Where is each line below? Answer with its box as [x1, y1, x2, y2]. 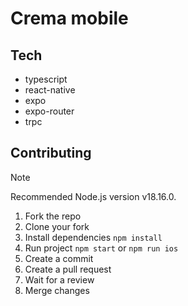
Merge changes [24, 284, 90, 296]
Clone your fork [24, 220, 90, 232]
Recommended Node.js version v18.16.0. [10, 190, 177, 202]
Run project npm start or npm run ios [24, 242, 179, 254]
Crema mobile [10, 7, 129, 30]
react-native [24, 84, 76, 96]
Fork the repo [24, 210, 82, 222]
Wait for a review [24, 273, 95, 286]
